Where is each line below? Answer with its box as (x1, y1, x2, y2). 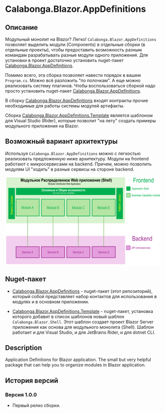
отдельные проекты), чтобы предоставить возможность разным (5, 47, 142, 52)
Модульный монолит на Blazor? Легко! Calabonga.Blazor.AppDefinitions (5, 36, 157, 42)
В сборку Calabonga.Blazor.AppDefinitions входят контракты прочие (5, 98, 148, 103)
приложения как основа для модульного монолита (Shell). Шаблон (12, 324, 154, 330)
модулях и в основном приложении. (12, 299, 89, 305)
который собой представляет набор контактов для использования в (12, 293, 157, 299)
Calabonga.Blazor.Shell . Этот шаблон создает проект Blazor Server (12, 318, 154, 325)
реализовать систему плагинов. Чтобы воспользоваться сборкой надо (5, 83, 156, 89)
